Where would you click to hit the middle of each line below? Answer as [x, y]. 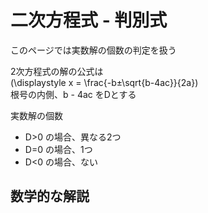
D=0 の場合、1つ [58, 149]
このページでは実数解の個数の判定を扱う [93, 50]
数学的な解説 [50, 196]
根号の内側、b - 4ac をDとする [73, 94]
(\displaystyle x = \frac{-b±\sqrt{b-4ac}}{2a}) [104, 82]
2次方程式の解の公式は [57, 71]
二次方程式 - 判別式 [89, 20]
